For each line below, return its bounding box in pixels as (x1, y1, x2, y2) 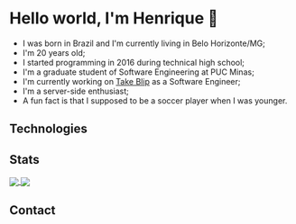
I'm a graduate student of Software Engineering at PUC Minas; (22, 67, 254, 77)
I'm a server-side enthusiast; (22, 85, 129, 96)
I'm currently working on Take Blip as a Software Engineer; (22, 76, 241, 86)
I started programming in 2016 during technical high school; (22, 57, 245, 67)
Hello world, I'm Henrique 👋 (9, 8, 218, 29)
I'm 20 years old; (22, 47, 86, 58)
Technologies (9, 121, 88, 137)
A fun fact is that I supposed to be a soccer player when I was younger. (22, 94, 288, 106)
